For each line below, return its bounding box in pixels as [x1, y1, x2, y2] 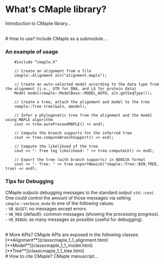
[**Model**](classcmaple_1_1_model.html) [5, 242, 93, 248]
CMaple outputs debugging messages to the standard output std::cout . [5, 189, 155, 196]
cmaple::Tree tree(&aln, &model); [14, 104, 87, 109]
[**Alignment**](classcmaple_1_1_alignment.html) [5, 237, 108, 243]
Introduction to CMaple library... [5, 20, 72, 26]
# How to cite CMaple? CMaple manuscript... [5, 253, 98, 259]
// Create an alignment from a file [14, 68, 92, 74]
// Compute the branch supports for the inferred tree [14, 131, 132, 136]
